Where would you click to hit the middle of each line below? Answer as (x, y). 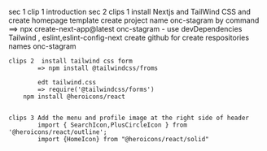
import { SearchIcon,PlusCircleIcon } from (112, 125)
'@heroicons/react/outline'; (58, 132)
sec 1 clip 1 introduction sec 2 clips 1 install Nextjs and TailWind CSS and (129, 12)
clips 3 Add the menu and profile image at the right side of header (129, 118)
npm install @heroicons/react (74, 97)
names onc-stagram (42, 46)
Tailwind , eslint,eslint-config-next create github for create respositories (129, 37)
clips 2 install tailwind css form (70, 61)
